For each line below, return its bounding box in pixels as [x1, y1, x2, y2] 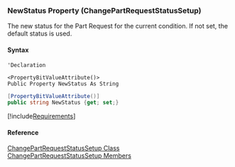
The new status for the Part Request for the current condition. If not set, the [7, 22, 229, 31]
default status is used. [7, 29, 72, 38]
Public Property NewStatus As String [7, 80, 119, 87]
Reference [7, 128, 39, 136]
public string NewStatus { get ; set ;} [7, 99, 119, 107]
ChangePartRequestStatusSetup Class [7, 144, 120, 153]
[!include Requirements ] [7, 112, 76, 121]
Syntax [7, 45, 29, 54]
